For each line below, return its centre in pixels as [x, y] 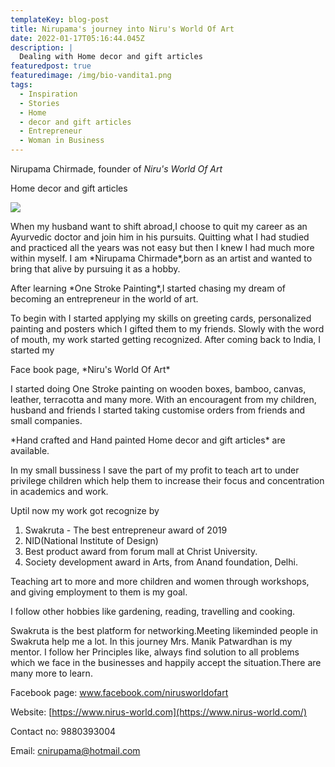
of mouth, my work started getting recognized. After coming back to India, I [166, 339]
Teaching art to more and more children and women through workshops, [160, 581]
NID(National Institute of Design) [91, 540]
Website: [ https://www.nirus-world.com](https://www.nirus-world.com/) [158, 712]
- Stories [39, 103]
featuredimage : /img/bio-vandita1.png [91, 76]
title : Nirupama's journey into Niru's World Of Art [122, 29]
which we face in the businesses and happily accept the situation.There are [166, 662]
